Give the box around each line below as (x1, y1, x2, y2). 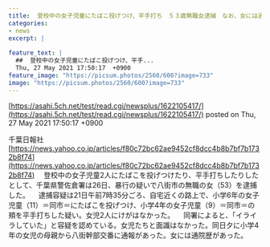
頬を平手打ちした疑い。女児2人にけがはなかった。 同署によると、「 (8, 210, 236, 220)
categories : (8, 19, 48, 27)
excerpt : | (8, 34, 45, 43)
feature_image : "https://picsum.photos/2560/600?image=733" (8, 71, 215, 79)
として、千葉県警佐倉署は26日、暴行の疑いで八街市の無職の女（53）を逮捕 (8, 180, 257, 189)
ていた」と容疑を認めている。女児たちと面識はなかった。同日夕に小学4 (22, 220, 260, 229)
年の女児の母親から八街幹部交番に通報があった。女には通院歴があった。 (8, 230, 247, 240)
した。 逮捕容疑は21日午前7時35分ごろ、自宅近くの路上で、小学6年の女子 (8, 190, 260, 200)
